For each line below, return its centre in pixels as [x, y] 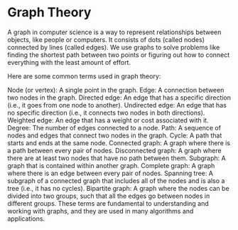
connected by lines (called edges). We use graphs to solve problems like [114, 47]
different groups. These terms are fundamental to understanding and [108, 203]
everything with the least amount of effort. [69, 62]
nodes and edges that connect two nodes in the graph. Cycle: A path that [115, 135]
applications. [26, 219]
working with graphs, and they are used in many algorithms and [101, 211]
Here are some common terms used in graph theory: [84, 76]
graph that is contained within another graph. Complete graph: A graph [111, 165]
